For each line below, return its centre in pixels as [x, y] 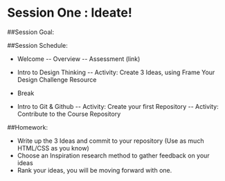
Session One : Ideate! [70, 13]
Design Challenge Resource [57, 79]
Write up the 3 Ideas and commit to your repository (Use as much [110, 141]
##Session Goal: [30, 32]
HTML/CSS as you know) [53, 148]
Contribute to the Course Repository [69, 114]
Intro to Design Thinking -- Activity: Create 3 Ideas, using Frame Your [116, 72]
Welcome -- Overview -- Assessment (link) [79, 59]
